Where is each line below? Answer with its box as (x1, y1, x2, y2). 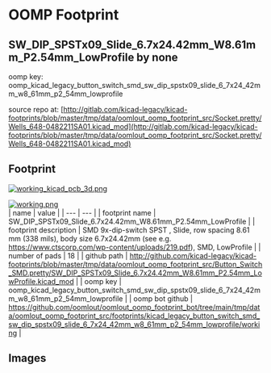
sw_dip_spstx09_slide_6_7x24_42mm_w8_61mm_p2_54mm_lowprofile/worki (8, 319, 261, 329)
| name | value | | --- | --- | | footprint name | (8, 207, 156, 217)
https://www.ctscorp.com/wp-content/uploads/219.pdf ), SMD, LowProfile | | (8, 242, 261, 252)
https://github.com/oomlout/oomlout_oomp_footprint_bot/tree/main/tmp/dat (8, 302, 261, 312)
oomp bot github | (133, 293, 194, 304)
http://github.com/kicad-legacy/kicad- (129, 250, 256, 260)
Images (8, 351, 47, 365)
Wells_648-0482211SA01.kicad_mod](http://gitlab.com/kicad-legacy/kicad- (8, 122, 258, 131)
